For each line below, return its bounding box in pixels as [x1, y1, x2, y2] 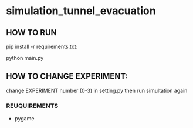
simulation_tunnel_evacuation [6, 4, 157, 18]
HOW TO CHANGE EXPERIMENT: [6, 72, 128, 82]
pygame [14, 115, 35, 122]
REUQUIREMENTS [6, 102, 59, 110]
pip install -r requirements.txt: [6, 43, 78, 50]
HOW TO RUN [6, 28, 57, 38]
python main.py [6, 55, 44, 61]
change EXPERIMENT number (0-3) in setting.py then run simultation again [6, 87, 188, 94]
